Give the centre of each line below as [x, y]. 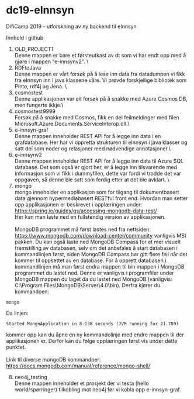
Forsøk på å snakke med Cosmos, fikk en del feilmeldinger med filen [97, 117]
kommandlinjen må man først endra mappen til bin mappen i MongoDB [100, 266]
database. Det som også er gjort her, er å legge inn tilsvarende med [96, 167]
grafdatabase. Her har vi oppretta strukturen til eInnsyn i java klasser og [101, 142]
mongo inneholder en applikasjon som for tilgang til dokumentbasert [97, 192]
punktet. [16, 347]
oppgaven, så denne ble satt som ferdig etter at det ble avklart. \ [92, 180]
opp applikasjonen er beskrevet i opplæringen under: [78, 204]
